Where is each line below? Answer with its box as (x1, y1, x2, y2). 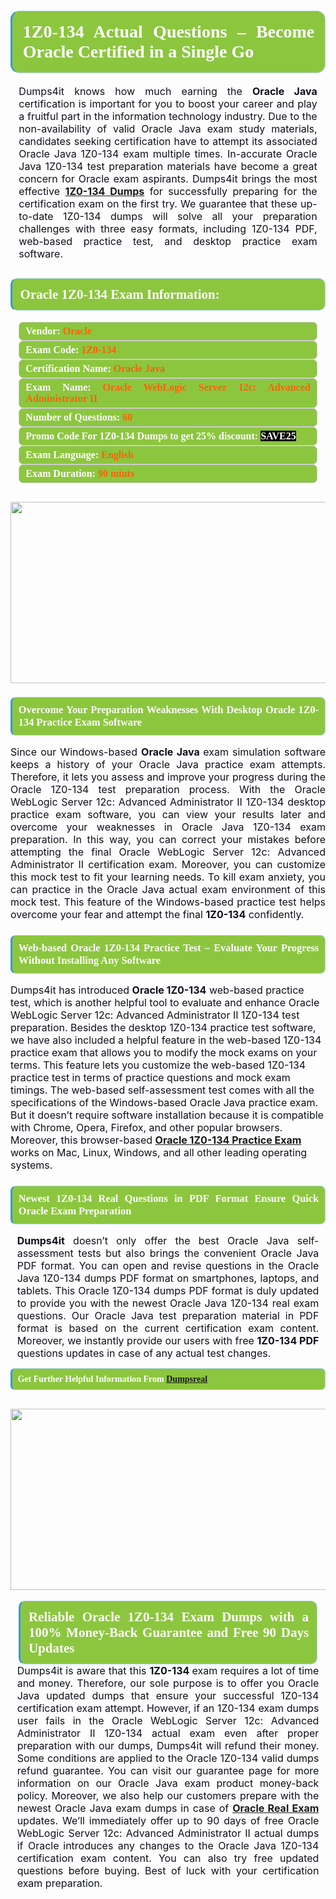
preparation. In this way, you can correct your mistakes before (10, 833, 326, 847)
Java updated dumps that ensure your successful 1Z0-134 (16, 1689, 320, 1703)
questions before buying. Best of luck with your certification (16, 1864, 320, 1878)
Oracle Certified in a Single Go (22, 41, 255, 62)
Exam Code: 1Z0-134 (25, 343, 117, 355)
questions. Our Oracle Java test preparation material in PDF (16, 1309, 320, 1323)
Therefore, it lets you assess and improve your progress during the (10, 770, 326, 784)
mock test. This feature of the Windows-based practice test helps (10, 895, 326, 909)
